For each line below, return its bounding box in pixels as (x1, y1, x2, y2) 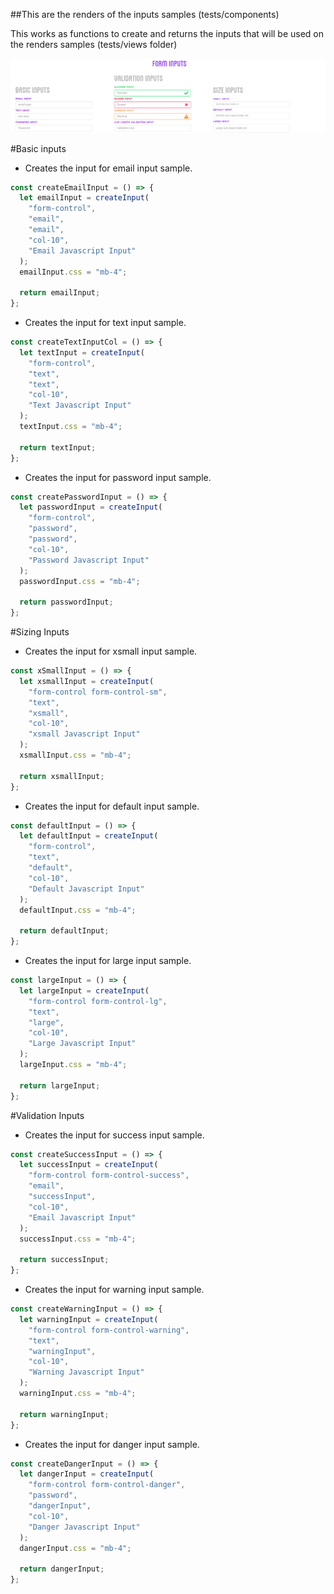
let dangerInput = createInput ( (19, 1469, 155, 1479)
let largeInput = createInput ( (19, 985, 150, 996)
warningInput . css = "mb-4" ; (19, 1389, 137, 1399)
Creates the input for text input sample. (24, 317, 187, 329)
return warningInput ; (19, 1409, 110, 1419)
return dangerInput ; (19, 1564, 105, 1574)
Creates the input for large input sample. (24, 955, 192, 967)
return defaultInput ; (19, 926, 110, 936)
